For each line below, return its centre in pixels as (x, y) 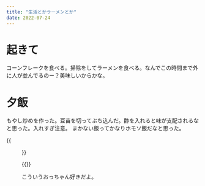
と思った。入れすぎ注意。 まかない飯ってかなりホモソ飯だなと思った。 (95, 128)
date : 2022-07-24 (28, 18)
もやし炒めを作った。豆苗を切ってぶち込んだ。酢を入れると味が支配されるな (103, 121)
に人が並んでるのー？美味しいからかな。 (57, 76)
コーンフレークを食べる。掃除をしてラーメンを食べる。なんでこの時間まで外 (102, 68)
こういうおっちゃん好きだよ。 (59, 177)
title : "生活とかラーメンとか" (41, 12)
